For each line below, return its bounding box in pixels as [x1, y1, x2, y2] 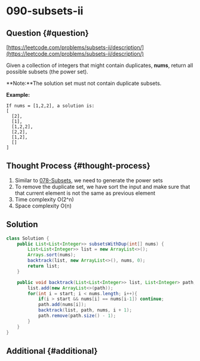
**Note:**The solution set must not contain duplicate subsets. [6, 79, 162, 87]
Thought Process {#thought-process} [6, 161, 151, 171]
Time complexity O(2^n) [14, 195, 75, 203]
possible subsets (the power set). [6, 68, 88, 75]
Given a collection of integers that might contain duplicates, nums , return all [6, 62, 193, 69]
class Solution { [6, 235, 50, 241]
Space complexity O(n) [14, 202, 72, 209]
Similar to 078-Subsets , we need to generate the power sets [14, 176, 163, 183]
